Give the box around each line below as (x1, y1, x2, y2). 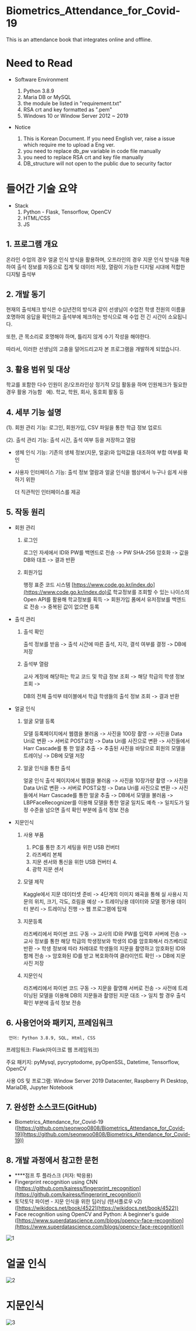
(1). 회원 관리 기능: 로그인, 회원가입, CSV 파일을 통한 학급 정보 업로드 (6, 424, 163, 431)
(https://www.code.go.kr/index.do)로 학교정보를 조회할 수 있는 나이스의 (23, 588, 190, 595)
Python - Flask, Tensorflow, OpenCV (23, 208, 112, 215)
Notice (14, 123, 31, 130)
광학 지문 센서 (32, 865, 64, 872)
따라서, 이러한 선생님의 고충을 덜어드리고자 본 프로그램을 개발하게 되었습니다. (6, 346, 181, 353)
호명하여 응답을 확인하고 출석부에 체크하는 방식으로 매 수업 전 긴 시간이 (6, 313, 167, 320)
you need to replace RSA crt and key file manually (23, 154, 144, 161)
